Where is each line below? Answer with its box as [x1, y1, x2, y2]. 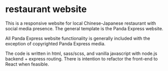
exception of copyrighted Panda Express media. [5, 40, 106, 46]
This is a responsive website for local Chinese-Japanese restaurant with [5, 20, 156, 26]
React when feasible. [5, 61, 49, 67]
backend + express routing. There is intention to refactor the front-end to [5, 55, 158, 61]
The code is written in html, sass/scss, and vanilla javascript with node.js [5, 50, 157, 56]
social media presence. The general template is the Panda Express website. [5, 25, 163, 31]
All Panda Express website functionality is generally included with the [5, 35, 151, 41]
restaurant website [5, 4, 87, 15]
